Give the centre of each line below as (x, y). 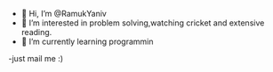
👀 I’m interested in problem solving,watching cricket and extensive (143, 23)
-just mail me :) (36, 58)
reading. (36, 32)
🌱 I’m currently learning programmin (87, 41)
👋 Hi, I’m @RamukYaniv (64, 14)
